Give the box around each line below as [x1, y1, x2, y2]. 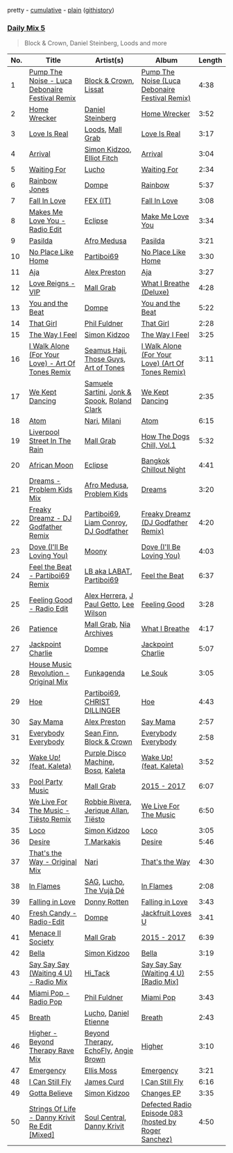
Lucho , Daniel [84, 1008, 130, 1018]
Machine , [84, 757, 115, 767]
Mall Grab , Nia [84, 619, 130, 629]
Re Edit [28, 1122, 52, 1131]
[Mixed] [28, 1130, 55, 1140]
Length [198, 56, 223, 65]
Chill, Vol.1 [141, 440, 176, 450]
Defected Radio [141, 1099, 192, 1109]
